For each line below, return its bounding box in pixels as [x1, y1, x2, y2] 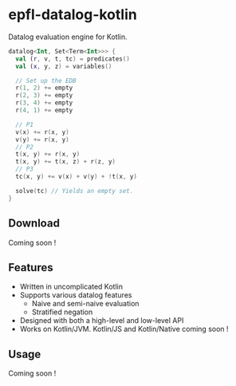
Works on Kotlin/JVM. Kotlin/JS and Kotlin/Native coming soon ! [19, 325, 229, 334]
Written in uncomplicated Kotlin [19, 282, 124, 292]
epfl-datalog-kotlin [8, 6, 137, 24]
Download [8, 217, 60, 230]
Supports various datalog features [19, 290, 132, 300]
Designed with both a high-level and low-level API [19, 316, 184, 325]
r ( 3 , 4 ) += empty [15, 99, 73, 107]
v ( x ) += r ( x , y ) [15, 128, 69, 136]
